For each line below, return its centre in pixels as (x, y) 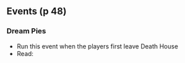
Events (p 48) (37, 11)
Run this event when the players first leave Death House (97, 46)
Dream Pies (27, 31)
